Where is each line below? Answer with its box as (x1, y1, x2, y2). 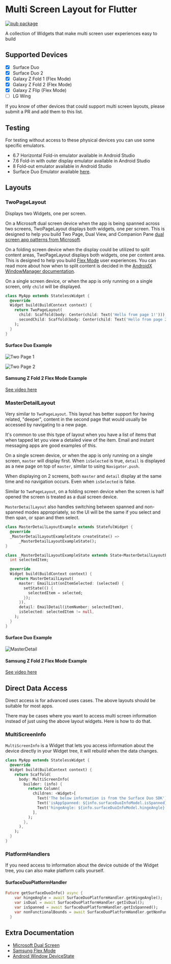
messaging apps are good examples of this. (5, 443, 97, 449)
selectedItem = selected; (27, 590, 83, 595)
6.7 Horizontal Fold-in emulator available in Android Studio (12, 152, 135, 158)
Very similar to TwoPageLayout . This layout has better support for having (5, 411, 154, 417)
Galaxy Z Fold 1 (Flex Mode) (12, 76, 71, 82)
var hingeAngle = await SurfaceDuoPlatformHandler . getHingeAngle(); (14, 895, 163, 901)
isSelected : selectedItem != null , (18, 609, 95, 615)
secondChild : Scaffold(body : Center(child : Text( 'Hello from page (18, 317, 163, 322)
